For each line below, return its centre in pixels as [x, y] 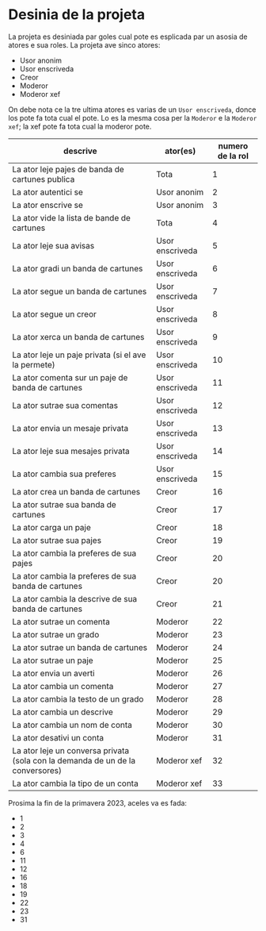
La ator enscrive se [47, 205]
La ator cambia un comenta [63, 686]
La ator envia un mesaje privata [70, 428]
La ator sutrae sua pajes [57, 540]
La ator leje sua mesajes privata [71, 451]
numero [233, 146]
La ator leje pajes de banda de [68, 169]
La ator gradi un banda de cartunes [78, 268]
